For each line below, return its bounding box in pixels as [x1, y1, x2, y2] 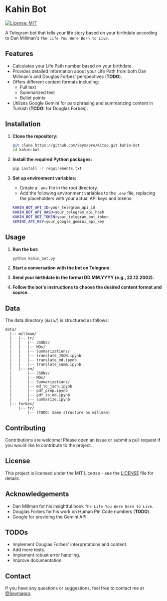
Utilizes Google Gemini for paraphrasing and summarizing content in [12, 100, 153, 106]
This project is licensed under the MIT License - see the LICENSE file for [5, 470, 154, 476]
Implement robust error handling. [12, 552, 81, 558]
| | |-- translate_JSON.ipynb [9, 353, 81, 358]
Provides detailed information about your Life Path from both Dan [12, 68, 147, 74]
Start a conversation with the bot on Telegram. [12, 265, 111, 271]
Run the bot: [12, 246, 39, 252]
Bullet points [19, 94, 46, 100]
